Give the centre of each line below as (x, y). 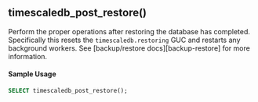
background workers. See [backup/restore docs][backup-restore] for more (129, 48)
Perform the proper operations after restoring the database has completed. (129, 31)
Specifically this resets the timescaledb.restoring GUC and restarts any (124, 40)
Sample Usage (32, 74)
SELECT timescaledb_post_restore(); (68, 91)
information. (28, 56)
